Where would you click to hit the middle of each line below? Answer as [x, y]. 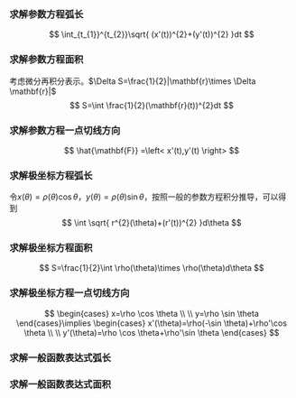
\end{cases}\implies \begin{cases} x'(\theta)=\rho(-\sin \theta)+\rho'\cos [152, 323]
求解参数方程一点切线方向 [65, 130]
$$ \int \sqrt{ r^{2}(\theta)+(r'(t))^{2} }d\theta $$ [152, 223]
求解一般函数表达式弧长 [60, 357]
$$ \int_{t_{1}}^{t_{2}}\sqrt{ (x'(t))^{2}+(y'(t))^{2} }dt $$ [152, 34]
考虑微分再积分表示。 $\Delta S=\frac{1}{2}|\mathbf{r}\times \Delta [133, 81]
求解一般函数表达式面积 [60, 384]
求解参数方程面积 [46, 60]
